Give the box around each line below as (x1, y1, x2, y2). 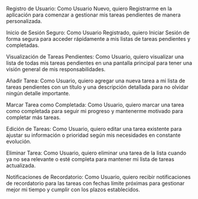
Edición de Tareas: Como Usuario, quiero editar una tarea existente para (6, 126, 182, 132)
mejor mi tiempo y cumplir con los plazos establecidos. (6, 186, 140, 193)
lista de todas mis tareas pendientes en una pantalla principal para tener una (6, 59, 193, 66)
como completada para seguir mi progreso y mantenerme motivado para (6, 108, 183, 114)
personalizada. (6, 18, 43, 24)
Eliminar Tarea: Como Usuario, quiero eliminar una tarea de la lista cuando (6, 149, 187, 156)
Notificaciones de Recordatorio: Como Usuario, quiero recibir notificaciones (6, 174, 191, 180)
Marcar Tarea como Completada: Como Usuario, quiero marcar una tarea (6, 101, 184, 108)
